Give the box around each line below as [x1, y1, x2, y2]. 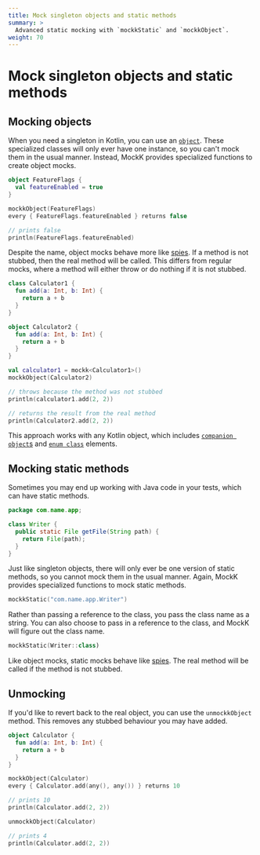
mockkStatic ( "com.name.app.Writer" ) [8, 596, 128, 604]
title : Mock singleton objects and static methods [8, 11, 177, 20]
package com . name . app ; [8, 506, 82, 514]
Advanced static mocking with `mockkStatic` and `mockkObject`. [15, 26, 229, 34]
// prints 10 [8, 796, 51, 805]
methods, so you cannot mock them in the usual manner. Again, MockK [8, 572, 239, 582]
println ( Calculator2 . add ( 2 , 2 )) [8, 417, 114, 425]
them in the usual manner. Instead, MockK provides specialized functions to [8, 152, 253, 162]
